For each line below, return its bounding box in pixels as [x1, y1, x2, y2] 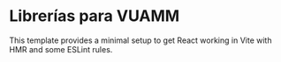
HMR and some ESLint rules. [9, 44, 113, 54]
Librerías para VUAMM [9, 6, 180, 26]
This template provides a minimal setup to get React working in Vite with [9, 35, 272, 45]
